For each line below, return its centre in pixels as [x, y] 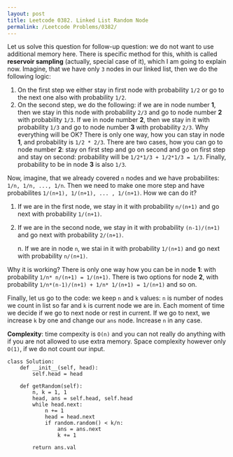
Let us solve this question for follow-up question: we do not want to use [111, 47]
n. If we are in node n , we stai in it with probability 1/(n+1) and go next [119, 249]
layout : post [26, 14]
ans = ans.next [79, 429]
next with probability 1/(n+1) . [60, 214]
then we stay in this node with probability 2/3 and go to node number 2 [120, 112]
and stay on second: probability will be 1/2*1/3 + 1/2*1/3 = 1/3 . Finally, [122, 157]
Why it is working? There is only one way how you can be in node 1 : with [112, 270]
